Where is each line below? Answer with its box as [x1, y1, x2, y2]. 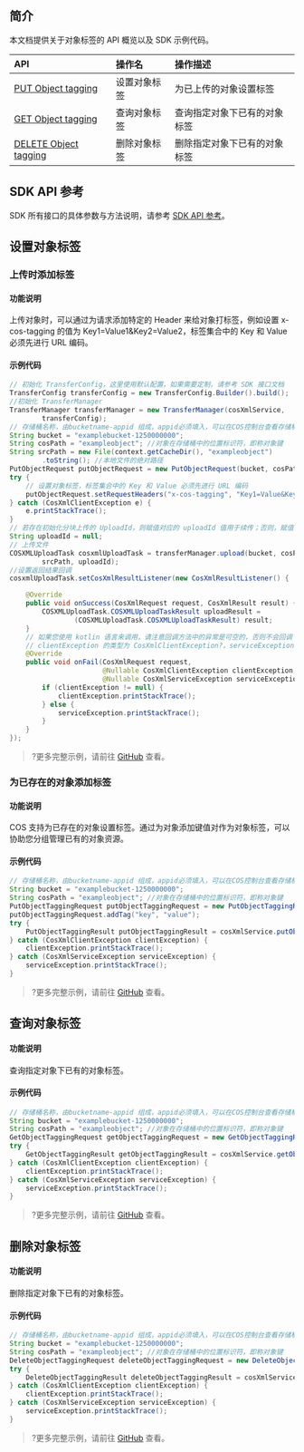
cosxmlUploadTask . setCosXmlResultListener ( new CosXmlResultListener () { [9, 574, 290, 583]
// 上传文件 [9, 540, 50, 549]
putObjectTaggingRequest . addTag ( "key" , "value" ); [9, 910, 201, 919]
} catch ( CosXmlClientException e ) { [9, 498, 152, 508]
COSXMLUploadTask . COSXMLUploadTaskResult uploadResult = [42, 607, 261, 616]
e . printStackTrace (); [25, 507, 107, 516]
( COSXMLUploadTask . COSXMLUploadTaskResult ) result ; [73, 615, 273, 624]
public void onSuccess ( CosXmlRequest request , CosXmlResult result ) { [25, 599, 298, 608]
